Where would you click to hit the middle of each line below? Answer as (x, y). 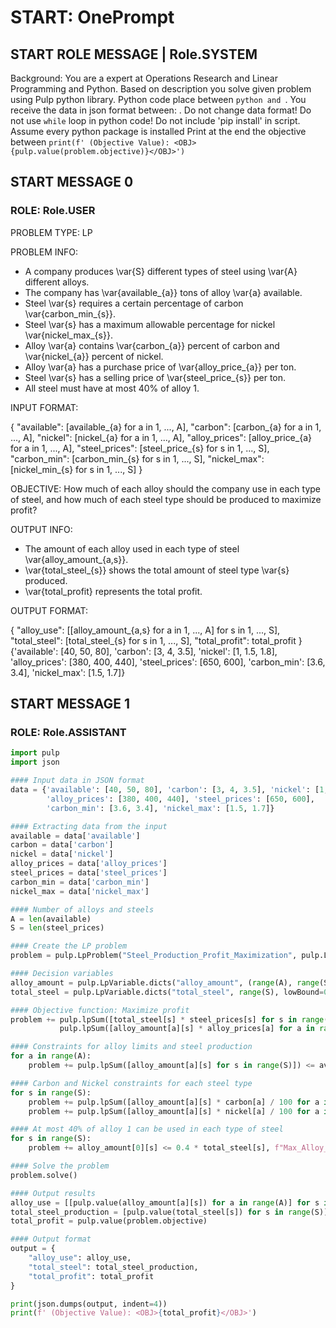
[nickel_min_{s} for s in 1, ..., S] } (76, 469)
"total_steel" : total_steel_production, (113, 1267)
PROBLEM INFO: (44, 252)
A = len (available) (51, 919)
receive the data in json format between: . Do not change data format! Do (161, 110)
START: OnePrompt (92, 17)
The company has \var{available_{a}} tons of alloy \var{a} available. (163, 292)
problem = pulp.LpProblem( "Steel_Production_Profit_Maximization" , (154, 956)
